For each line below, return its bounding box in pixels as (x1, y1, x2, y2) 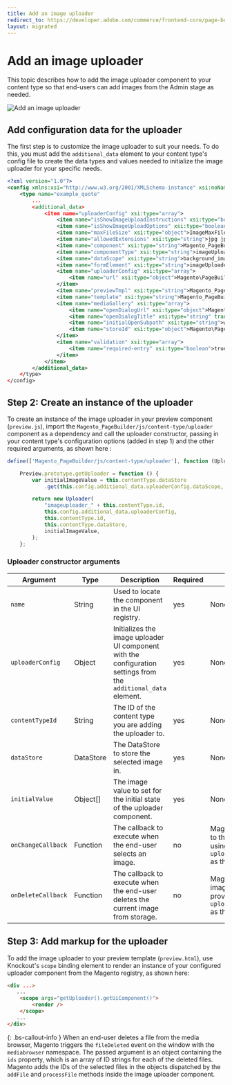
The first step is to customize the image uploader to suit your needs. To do (7, 143, 220, 151)
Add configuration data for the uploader (7, 124, 182, 136)
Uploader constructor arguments (7, 557, 121, 566)
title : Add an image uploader (7, 10, 95, 17)
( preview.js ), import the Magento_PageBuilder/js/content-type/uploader (7, 422, 213, 430)
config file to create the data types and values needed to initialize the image (7, 157, 223, 165)
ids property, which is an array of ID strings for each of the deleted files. (7, 1055, 213, 1064)
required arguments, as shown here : (7, 444, 112, 452)
